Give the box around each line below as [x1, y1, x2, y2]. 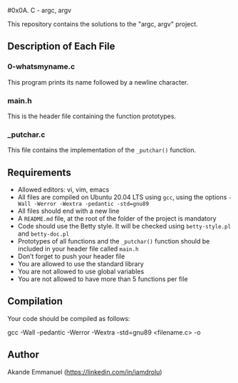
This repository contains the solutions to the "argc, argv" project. [7, 20, 198, 28]
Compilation [7, 295, 63, 308]
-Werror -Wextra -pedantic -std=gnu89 [33, 201, 150, 208]
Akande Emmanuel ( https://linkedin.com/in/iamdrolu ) [7, 367, 162, 376]
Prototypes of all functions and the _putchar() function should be [17, 237, 210, 246]
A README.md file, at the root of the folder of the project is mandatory [17, 214, 217, 223]
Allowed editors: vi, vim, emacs [17, 185, 110, 194]
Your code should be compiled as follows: [7, 314, 130, 322]
